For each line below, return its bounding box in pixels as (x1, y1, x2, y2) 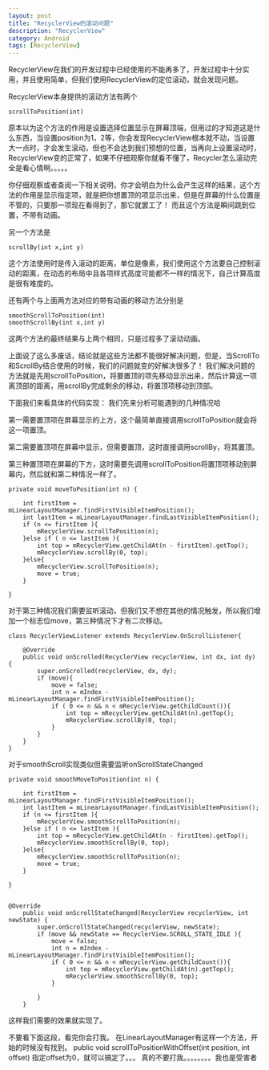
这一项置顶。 (8, 425, 50, 435)
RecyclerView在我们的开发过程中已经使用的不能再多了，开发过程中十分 (8, 65, 243, 75)
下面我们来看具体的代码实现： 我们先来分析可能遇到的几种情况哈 (8, 398, 221, 408)
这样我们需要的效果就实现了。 (8, 1015, 106, 1025)
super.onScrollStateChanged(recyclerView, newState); (37, 923, 220, 932)
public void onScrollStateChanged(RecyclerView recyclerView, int (22, 909, 249, 917)
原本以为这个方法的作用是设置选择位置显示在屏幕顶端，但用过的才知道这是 (8, 123, 254, 133)
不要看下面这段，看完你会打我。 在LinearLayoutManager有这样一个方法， (8, 1033, 251, 1043)
